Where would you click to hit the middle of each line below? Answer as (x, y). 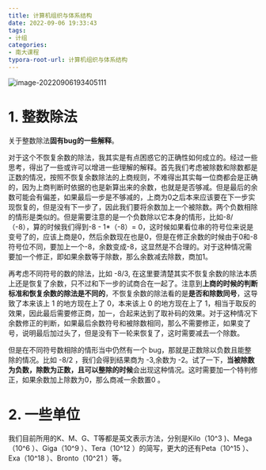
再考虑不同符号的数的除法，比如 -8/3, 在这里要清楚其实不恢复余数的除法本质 (133, 273)
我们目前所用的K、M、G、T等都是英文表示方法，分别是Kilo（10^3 (116, 438)
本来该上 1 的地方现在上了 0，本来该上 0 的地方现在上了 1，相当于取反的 (139, 303)
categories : (28, 45)
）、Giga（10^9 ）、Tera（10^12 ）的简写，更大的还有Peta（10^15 (136, 448)
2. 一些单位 (44, 414)
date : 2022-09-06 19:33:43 (53, 23)
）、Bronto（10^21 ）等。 (86, 458)
